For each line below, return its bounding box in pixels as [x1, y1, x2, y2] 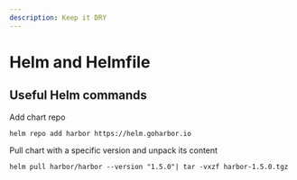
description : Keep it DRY [9, 13, 107, 22]
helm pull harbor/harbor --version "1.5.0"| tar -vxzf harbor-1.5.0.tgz [9, 162, 289, 171]
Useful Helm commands [9, 87, 147, 103]
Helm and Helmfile [9, 51, 151, 72]
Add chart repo [9, 112, 66, 122]
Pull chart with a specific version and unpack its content [9, 145, 218, 156]
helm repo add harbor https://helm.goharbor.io [9, 129, 192, 138]
